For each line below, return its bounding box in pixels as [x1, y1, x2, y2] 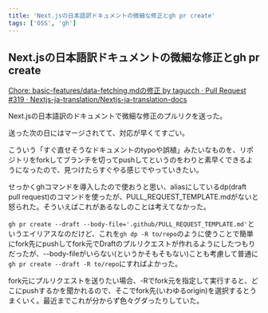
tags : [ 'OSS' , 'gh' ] [8, 19, 77, 27]
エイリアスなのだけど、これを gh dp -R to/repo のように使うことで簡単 [22, 229, 254, 239]
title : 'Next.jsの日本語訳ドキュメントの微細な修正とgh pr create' [8, 11, 215, 20]
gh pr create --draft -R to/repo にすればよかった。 [8, 259, 183, 268]
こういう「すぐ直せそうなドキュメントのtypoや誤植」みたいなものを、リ [8, 145, 247, 155]
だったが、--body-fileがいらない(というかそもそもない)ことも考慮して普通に [8, 249, 259, 259]
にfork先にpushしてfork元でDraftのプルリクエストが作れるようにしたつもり [8, 239, 256, 248]
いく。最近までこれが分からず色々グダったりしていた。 [22, 296, 204, 306]
